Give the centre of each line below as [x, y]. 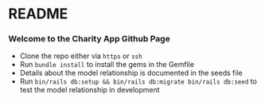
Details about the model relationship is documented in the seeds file [131, 73]
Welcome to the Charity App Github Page [90, 39]
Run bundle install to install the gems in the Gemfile [107, 65]
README [38, 14]
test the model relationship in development [90, 90]
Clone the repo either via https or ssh [81, 56]
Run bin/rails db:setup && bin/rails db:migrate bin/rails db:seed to [138, 81]
